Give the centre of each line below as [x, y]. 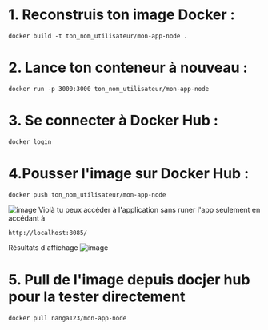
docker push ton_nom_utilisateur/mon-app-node [87, 195]
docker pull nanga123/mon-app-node [68, 318]
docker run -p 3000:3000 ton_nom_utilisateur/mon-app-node [109, 89]
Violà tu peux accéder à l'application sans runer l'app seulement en [150, 209]
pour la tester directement [97, 296]
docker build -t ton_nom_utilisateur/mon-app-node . [98, 36]
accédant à [27, 218]
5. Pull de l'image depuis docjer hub [129, 279]
